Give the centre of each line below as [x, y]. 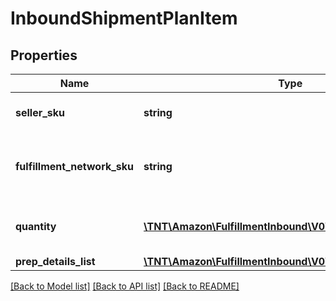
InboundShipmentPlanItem [124, 18]
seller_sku [40, 112]
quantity [36, 226]
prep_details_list [55, 261]
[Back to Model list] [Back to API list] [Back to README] [125, 286]
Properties [44, 55]
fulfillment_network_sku [75, 166]
